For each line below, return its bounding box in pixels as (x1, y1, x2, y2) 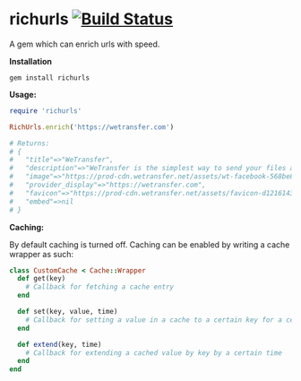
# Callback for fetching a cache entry (25, 282, 175, 291)
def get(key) (17, 274, 66, 283)
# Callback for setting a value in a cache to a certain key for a (25, 315, 282, 325)
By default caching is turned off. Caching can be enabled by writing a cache (9, 238, 290, 250)
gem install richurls (9, 73, 90, 82)
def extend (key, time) (17, 340, 102, 349)
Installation (9, 56, 52, 66)
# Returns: (9, 139, 50, 148)
